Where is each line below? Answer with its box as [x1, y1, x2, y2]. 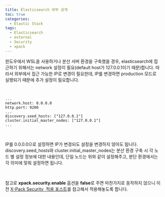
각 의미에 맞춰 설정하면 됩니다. [5, 159, 63, 166]
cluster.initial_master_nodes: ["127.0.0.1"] [5, 118, 101, 123]
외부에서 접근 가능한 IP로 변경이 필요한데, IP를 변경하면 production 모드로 [14, 70, 157, 77]
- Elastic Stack [9, 21, 43, 26]
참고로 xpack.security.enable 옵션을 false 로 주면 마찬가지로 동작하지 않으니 [5, 180, 156, 186]
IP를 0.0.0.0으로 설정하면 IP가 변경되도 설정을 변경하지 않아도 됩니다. [5, 141, 138, 147]
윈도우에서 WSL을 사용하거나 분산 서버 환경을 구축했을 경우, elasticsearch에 [5, 58, 153, 64]
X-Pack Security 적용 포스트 [10, 186, 67, 192]
